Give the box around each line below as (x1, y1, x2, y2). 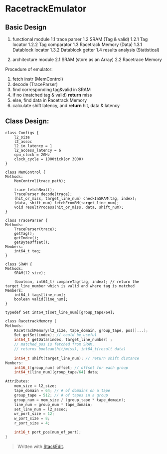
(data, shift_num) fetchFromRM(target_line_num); (14, 200, 120, 205)
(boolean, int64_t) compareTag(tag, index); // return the (14, 279, 140, 284)
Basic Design (5, 23, 47, 32)
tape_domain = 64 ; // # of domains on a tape (14, 388, 111, 393)
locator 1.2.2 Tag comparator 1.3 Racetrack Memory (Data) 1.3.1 (12, 42, 143, 48)
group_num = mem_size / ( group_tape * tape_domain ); (14, 397, 126, 402)
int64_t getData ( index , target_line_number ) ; (14, 337, 113, 342)
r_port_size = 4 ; (14, 421, 50, 426)
